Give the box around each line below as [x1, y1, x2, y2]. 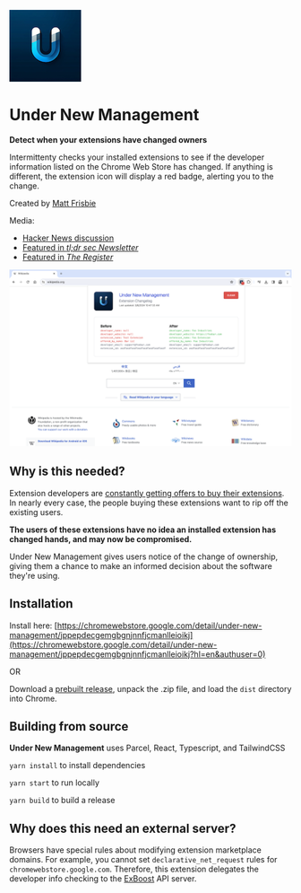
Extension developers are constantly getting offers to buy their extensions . [9, 487, 285, 498]
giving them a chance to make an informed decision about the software [9, 560, 273, 571]
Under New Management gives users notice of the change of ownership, [9, 551, 279, 562]
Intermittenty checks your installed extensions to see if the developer [9, 152, 265, 162]
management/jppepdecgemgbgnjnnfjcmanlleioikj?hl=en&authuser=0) [9, 648, 266, 660]
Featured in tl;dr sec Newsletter [21, 241, 139, 252]
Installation [9, 596, 73, 611]
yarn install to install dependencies [9, 760, 146, 771]
